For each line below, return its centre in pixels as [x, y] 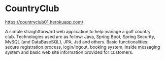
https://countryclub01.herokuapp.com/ [44, 22]
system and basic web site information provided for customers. [69, 52]
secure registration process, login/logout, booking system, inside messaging [83, 47]
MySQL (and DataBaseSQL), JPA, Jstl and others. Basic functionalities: [77, 41]
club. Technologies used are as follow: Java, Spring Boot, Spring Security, [80, 37]
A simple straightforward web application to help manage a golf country [78, 31]
